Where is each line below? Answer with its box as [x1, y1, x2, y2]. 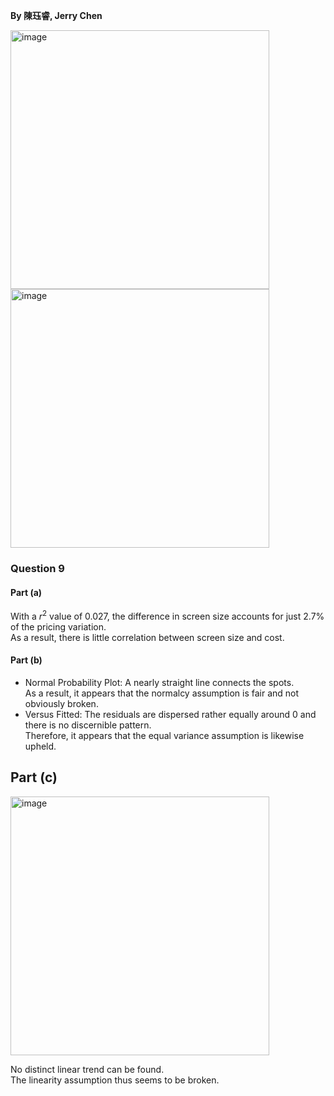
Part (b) [10, 654, 43, 666]
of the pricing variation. [10, 620, 107, 633]
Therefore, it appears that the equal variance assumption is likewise [24, 729, 305, 741]
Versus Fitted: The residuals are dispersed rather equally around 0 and [24, 708, 317, 720]
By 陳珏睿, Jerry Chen [10, 10, 103, 21]
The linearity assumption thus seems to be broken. [10, 1074, 220, 1086]
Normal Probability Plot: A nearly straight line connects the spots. [24, 676, 295, 688]
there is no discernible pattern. [24, 719, 152, 731]
